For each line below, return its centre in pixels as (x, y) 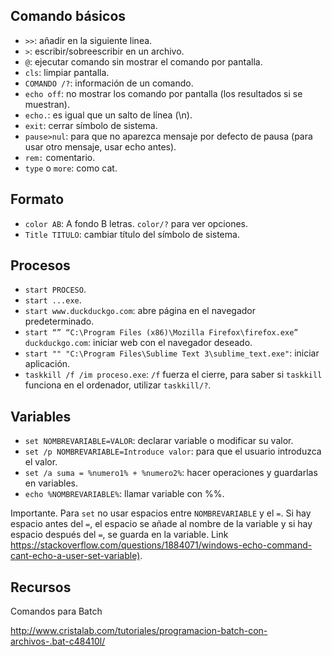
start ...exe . (53, 300)
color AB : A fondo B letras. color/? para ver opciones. (136, 223)
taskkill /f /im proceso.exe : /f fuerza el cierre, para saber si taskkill (173, 375)
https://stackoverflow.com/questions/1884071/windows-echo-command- (161, 545)
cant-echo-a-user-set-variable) (75, 556)
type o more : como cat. (71, 168)
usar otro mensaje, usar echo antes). (100, 146)
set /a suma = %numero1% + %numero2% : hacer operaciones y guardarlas (171, 473)
